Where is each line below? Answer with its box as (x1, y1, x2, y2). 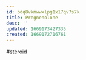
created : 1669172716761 (6, 32, 67, 38)
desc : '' (6, 20, 28, 26)
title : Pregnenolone (6, 15, 59, 21)
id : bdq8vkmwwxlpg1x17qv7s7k (6, 8, 80, 15)
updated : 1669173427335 (6, 25, 67, 32)
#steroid (6, 48, 27, 55)
